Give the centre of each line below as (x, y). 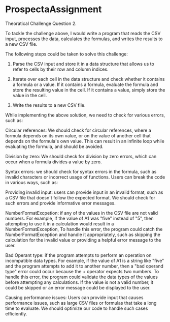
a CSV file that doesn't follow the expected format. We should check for (80, 197)
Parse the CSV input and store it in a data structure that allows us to (83, 64)
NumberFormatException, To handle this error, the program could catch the (84, 229)
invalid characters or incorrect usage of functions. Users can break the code (85, 177)
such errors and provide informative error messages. (60, 203)
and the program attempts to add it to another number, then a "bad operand (84, 266)
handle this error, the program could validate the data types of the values (82, 277)
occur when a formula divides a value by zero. (54, 162)
